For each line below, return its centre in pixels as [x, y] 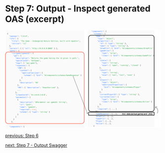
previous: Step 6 [22, 135]
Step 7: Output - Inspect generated [78, 9]
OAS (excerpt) [35, 19]
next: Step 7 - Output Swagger [36, 145]
